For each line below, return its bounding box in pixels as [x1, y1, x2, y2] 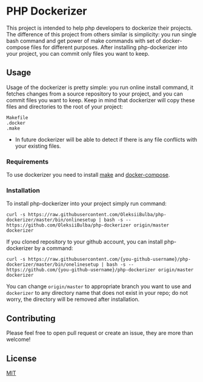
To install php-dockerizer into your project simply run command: [6, 200, 167, 207]
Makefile [6, 114, 28, 120]
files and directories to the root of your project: [6, 103, 123, 110]
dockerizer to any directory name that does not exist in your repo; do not [6, 289, 188, 297]
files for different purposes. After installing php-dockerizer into [31, 44, 188, 51]
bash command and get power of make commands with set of [6, 37, 162, 44]
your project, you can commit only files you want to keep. [6, 50, 150, 57]
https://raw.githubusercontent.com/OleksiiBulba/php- [28, 212, 167, 218]
